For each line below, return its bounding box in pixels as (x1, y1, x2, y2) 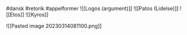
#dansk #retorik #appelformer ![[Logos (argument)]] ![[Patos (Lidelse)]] (6, 5, 179, 12)
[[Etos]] (6, 11, 25, 18)
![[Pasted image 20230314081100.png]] (6, 23, 102, 29)
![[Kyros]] (25, 11, 49, 18)
